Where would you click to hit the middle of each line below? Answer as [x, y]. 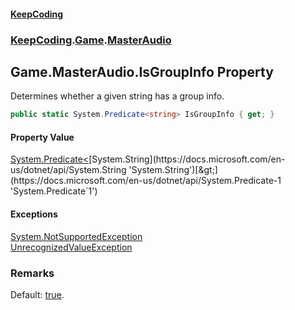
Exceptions [34, 214]
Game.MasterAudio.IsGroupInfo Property [142, 71]
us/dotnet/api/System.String [68, 170]
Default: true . [37, 294]
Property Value [42, 137]
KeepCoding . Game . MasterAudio [91, 40]
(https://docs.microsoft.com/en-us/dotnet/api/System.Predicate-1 [146, 181]
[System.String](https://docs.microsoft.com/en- [187, 159]
